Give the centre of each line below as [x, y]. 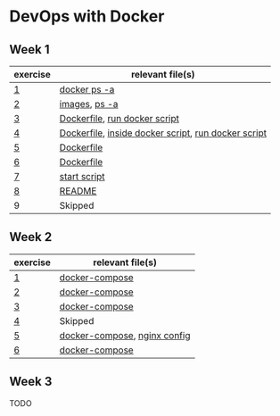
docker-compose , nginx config [125, 335]
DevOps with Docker [87, 17]
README [78, 191]
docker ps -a [87, 89]
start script [82, 176]
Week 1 [29, 50]
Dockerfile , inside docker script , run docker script [163, 133]
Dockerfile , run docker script [119, 118]
